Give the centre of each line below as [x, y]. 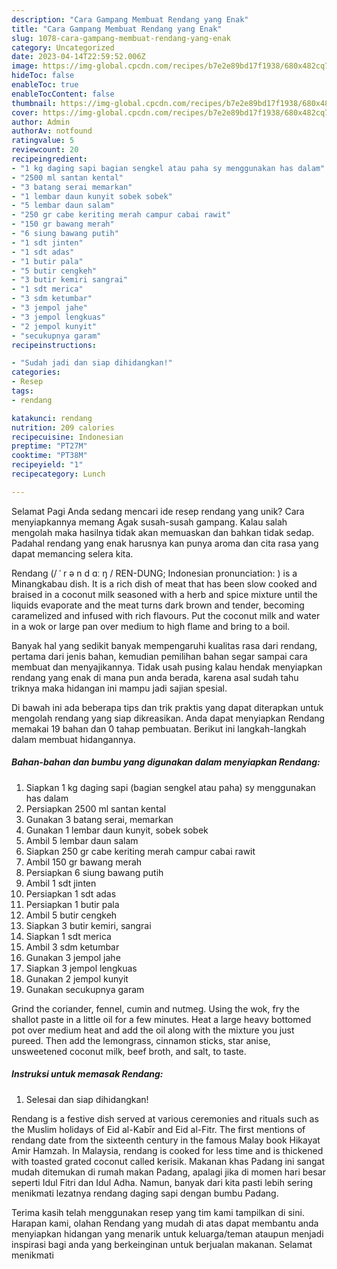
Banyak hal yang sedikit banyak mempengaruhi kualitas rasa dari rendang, [164, 645]
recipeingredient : [49, 159]
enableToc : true [45, 85]
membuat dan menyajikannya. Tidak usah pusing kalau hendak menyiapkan [167, 667]
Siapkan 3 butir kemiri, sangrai [88, 925]
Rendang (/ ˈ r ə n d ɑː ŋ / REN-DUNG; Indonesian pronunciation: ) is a [154, 573]
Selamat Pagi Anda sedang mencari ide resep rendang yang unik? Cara [158, 511]
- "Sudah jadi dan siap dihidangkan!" [92, 363]
